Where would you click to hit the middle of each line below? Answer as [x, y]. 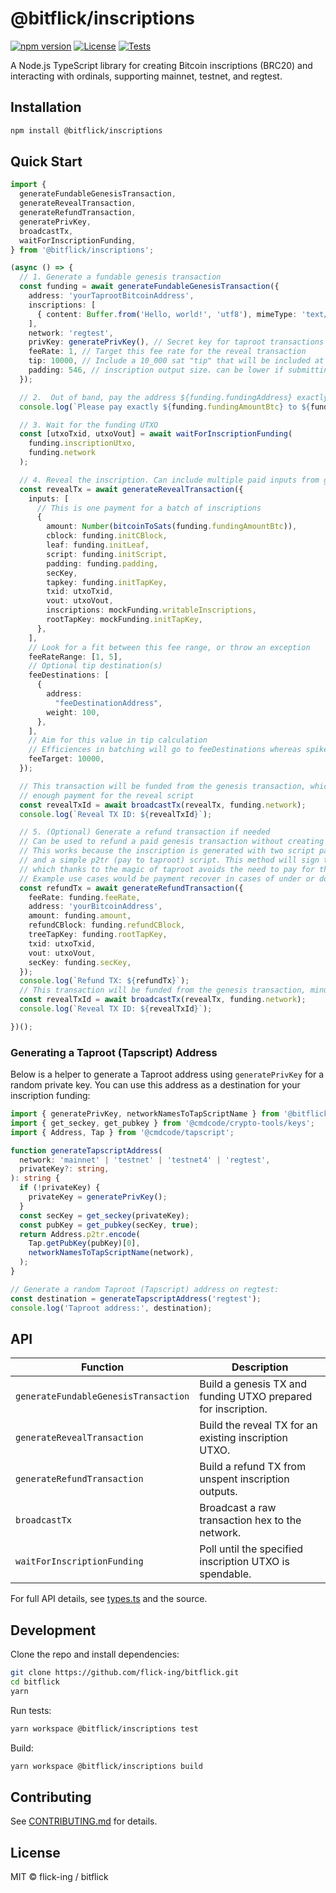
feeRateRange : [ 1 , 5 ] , [75, 657]
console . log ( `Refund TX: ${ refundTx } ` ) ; [104, 981]
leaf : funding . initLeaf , [98, 545]
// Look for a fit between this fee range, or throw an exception [169, 647]
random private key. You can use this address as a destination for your [155, 1085]
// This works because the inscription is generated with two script [167, 851]
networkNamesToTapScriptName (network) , [111, 1253]
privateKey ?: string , [64, 1169]
